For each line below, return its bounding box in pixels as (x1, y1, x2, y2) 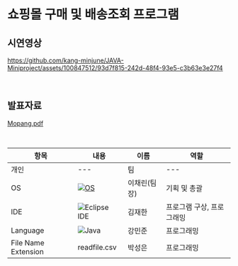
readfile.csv (77, 242, 117, 252)
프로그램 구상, (166, 201, 210, 211)
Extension (11, 246, 44, 256)
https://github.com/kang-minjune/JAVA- (7, 56, 124, 65)
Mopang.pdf (7, 118, 44, 128)
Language (11, 225, 45, 235)
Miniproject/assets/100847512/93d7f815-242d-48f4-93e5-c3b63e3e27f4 (7, 64, 223, 72)
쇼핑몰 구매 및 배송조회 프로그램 (7, 6, 179, 23)
